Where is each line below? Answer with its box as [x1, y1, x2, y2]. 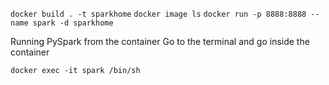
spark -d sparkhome [32, 18, 114, 28]
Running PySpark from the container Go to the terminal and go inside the [10, 36, 310, 47]
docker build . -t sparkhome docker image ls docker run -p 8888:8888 [10, 9, 307, 19]
